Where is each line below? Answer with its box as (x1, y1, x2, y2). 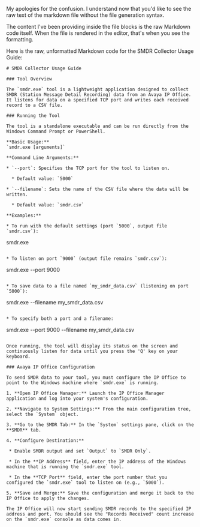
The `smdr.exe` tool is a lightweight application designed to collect (6, 86, 189, 92)
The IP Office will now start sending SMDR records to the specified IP (6, 506, 192, 512)
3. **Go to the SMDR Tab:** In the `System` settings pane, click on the (6, 422, 195, 428)
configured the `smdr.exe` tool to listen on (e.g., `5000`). (6, 480, 165, 486)
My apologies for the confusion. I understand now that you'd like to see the (6, 5, 192, 12)
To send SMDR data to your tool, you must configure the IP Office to (6, 375, 186, 381)
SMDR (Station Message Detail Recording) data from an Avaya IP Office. (6, 92, 192, 98)
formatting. (6, 36, 34, 43)
